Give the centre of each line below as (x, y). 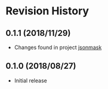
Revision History (47, 11)
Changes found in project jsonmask (58, 47)
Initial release (30, 80)
